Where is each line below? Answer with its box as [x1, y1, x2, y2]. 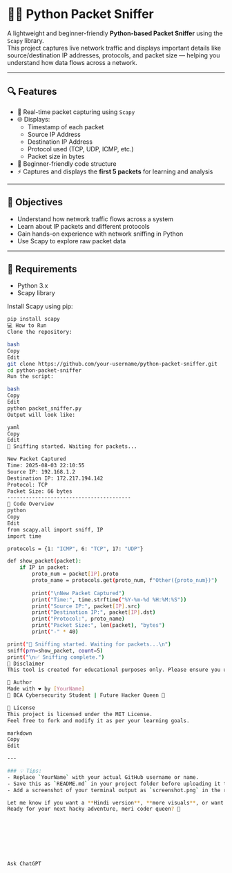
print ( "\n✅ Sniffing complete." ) [7, 653, 105, 661]
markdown [7, 729, 32, 737]
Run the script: [7, 373, 54, 380]
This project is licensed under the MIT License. [7, 711, 153, 717]
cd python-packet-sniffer [7, 366, 81, 374]
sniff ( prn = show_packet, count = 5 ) [7, 647, 104, 654]
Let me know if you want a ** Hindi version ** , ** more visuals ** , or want [7, 799, 224, 806]
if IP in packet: [19, 564, 70, 571]
